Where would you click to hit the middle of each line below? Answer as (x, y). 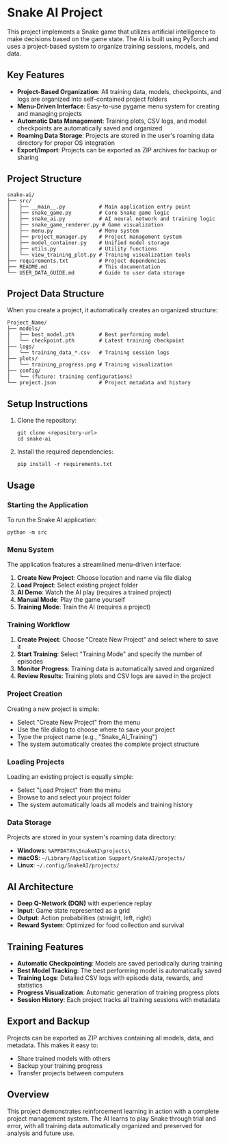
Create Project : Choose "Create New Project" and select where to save (118, 640)
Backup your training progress (59, 1066)
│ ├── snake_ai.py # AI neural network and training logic (111, 219)
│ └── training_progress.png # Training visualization (90, 365)
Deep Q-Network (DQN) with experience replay (84, 903)
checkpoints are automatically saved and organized (90, 128)
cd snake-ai (34, 439)
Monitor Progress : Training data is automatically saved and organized (116, 669)
